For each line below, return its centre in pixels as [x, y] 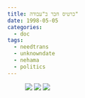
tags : [15, 40]
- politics [30, 67]
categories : [25, 27]
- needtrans [32, 47]
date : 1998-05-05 [33, 21]
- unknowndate [34, 54]
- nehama [27, 60]
